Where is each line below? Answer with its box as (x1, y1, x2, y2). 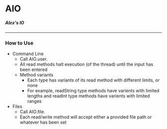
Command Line (12, 51, 44, 57)
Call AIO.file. (19, 109, 46, 115)
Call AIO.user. (19, 56, 48, 62)
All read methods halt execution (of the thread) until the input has (19, 62, 154, 67)
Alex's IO (5, 19, 24, 25)
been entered (19, 66, 48, 72)
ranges (27, 98, 42, 104)
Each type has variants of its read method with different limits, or (27, 77, 160, 83)
